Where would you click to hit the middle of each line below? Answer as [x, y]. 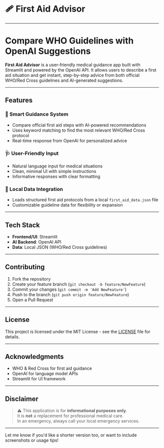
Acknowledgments [35, 357]
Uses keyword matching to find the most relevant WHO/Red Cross [79, 130]
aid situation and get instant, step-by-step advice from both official [72, 75]
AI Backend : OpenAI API [37, 242]
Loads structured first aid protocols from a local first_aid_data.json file [85, 200]
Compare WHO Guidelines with [69, 41]
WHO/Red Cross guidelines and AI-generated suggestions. [64, 80]
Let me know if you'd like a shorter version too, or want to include [71, 435]
